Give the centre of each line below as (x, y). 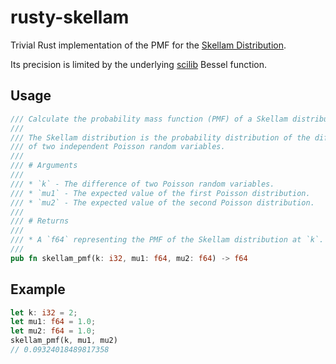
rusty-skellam (70, 17)
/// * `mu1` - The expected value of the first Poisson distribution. (160, 193)
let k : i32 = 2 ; (44, 312)
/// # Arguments (44, 166)
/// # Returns (40, 221)
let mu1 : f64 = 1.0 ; (53, 322)
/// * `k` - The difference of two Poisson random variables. (142, 184)
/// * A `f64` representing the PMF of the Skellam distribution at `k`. (167, 240)
